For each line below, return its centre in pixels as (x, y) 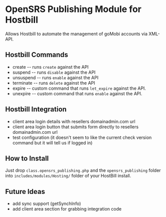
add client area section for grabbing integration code (67, 209)
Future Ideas (25, 191)
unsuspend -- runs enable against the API (55, 77)
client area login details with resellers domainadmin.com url (74, 121)
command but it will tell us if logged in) (52, 143)
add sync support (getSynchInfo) (47, 203)
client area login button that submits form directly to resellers (75, 127)
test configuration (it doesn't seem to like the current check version (82, 137)
